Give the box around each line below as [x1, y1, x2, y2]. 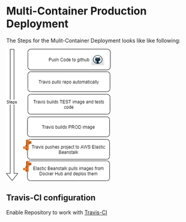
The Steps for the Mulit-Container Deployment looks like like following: [6, 37, 181, 44]
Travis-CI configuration [6, 193, 96, 203]
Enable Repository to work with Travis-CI [6, 209, 107, 216]
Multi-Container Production [6, 4, 147, 18]
